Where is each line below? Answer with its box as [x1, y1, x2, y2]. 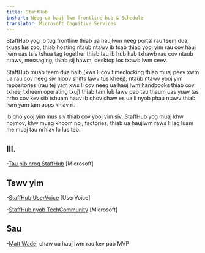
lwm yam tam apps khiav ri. [6, 101, 75, 108]
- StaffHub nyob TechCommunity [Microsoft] [6, 206, 118, 213]
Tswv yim [6, 178, 44, 188]
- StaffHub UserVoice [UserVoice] [6, 194, 91, 201]
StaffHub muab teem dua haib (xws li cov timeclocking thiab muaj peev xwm [6, 69, 199, 76]
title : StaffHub [6, 9, 48, 15]
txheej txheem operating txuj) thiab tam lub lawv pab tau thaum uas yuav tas [6, 88, 199, 96]
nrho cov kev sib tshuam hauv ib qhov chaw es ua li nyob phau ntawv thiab [6, 94, 196, 102]
